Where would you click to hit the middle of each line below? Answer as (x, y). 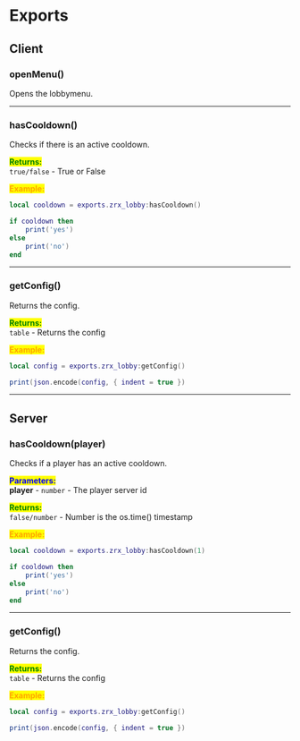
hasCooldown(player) (58, 444)
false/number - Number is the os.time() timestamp (101, 517)
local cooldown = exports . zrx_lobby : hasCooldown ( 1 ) (107, 551)
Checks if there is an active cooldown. (79, 145)
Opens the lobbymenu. (51, 93)
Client (26, 49)
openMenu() (37, 74)
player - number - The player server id (78, 490)
